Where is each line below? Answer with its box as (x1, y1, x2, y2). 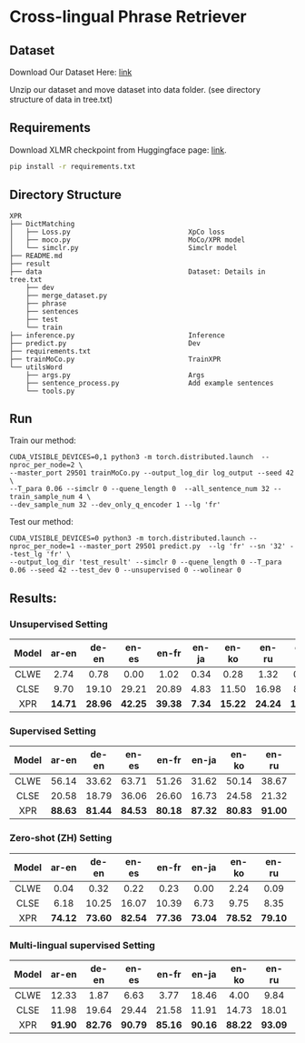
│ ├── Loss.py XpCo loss (9, 227, 225, 236)
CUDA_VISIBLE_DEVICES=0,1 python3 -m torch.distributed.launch (9, 453, 254, 462)
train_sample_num (9, 493, 75, 502)
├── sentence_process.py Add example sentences (25, 378, 274, 387)
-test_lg (9, 550, 43, 559)
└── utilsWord (9, 362, 64, 372)
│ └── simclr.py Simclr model (9, 243, 238, 252)
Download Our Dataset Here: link (9, 66, 133, 77)
